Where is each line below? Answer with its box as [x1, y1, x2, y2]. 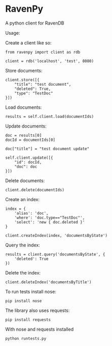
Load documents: [5, 104, 42, 110]
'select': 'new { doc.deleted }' [14, 219, 85, 225]
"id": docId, [14, 159, 42, 165]
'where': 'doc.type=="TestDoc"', [14, 215, 85, 220]
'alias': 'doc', [14, 210, 49, 216]
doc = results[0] [5, 133, 42, 138]
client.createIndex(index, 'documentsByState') [5, 233, 108, 238]
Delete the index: [5, 269, 41, 276]
